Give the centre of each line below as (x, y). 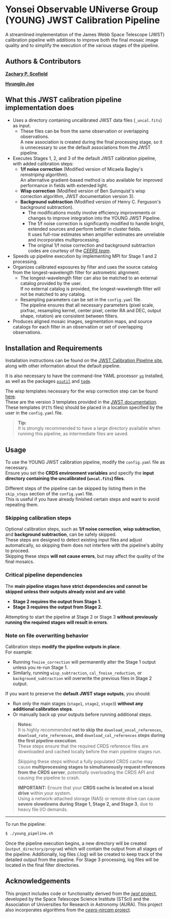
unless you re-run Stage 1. (40, 668)
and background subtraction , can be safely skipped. (61, 534)
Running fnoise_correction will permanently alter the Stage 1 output (84, 662)
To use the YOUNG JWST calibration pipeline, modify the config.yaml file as (85, 462)
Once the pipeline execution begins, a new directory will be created (76, 843)
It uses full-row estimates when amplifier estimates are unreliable (96, 234)
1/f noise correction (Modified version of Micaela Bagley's (82, 169)
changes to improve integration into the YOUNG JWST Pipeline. (94, 218)
